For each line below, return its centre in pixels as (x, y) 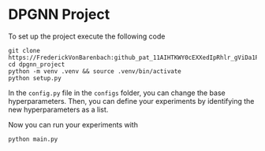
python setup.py (35, 78)
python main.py (33, 139)
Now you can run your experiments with (73, 124)
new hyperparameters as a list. (58, 109)
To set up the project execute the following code (87, 36)
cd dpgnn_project (37, 64)
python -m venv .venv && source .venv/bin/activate (95, 71)
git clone (24, 50)
